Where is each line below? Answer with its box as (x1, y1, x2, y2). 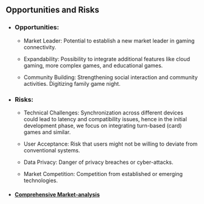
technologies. (23, 177, 58, 184)
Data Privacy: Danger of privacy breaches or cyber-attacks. (23, 158, 174, 166)
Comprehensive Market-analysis (14, 191, 100, 198)
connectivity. (23, 43, 57, 51)
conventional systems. (23, 146, 80, 154)
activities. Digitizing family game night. (23, 80, 121, 87)
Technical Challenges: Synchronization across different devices (23, 109, 184, 116)
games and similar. (23, 128, 71, 136)
